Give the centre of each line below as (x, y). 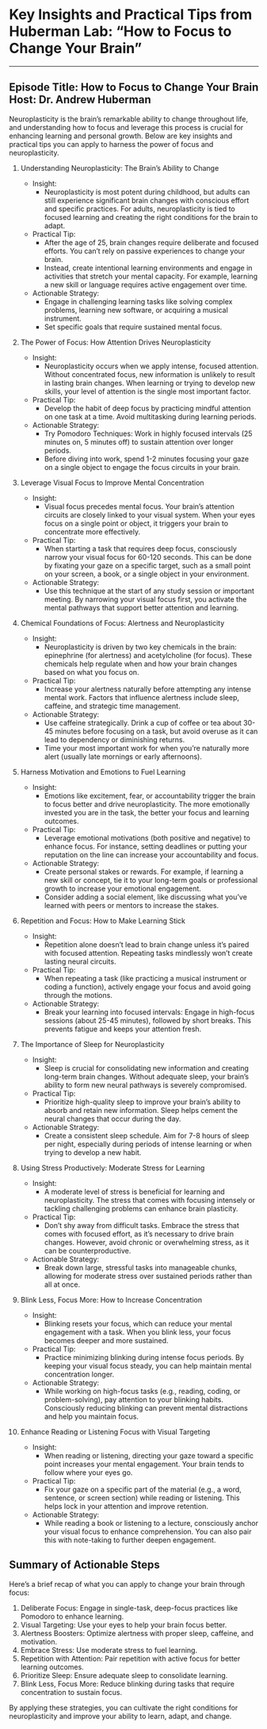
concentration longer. (79, 1374)
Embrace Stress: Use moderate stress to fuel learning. (109, 1650)
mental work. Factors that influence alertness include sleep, (142, 697)
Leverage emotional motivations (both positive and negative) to (147, 838)
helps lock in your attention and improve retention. (126, 1506)
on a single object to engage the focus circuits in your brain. (142, 467)
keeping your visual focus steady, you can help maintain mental (148, 1365)
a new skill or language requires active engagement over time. (146, 284)
